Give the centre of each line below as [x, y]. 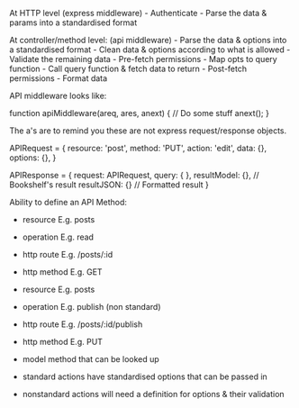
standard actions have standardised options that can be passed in [145, 376]
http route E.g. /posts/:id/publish [82, 324]
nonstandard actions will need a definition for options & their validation [154, 394]
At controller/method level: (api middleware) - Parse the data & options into [148, 40]
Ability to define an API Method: [68, 202]
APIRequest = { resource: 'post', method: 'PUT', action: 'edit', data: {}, [138, 148]
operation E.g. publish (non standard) [91, 307]
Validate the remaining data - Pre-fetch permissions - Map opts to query [143, 59]
